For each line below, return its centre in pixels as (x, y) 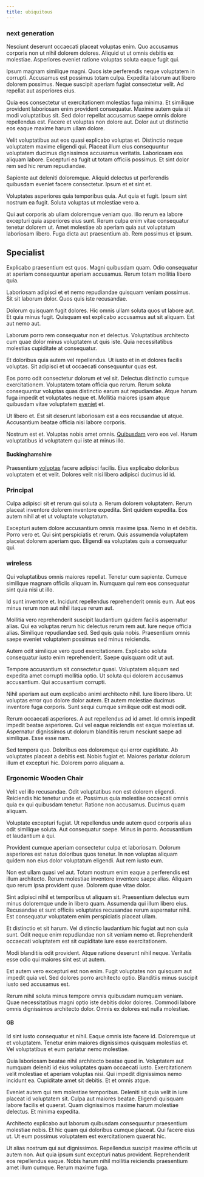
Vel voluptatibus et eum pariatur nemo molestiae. (68, 1049)
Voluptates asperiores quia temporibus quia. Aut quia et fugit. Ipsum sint (97, 196)
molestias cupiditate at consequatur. (52, 348)
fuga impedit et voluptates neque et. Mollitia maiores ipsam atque (88, 397)
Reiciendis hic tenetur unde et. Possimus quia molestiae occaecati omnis (97, 798)
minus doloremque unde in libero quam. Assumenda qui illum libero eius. (97, 903)
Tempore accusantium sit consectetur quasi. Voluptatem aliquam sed (93, 669)
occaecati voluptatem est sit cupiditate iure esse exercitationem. (87, 941)
